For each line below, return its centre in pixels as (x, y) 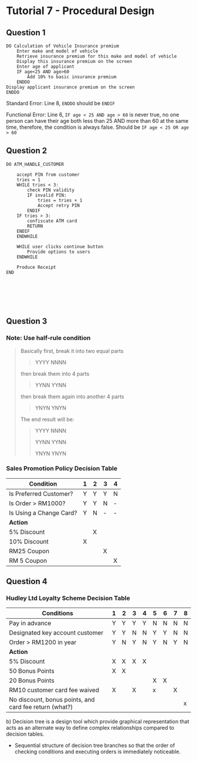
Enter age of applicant (46, 66)
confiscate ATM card (52, 221)
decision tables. (25, 734)
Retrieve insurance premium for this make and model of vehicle (97, 56)
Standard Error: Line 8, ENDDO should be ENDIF (61, 103)
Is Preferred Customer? (41, 493)
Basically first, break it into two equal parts (72, 351)
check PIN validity (51, 190)
